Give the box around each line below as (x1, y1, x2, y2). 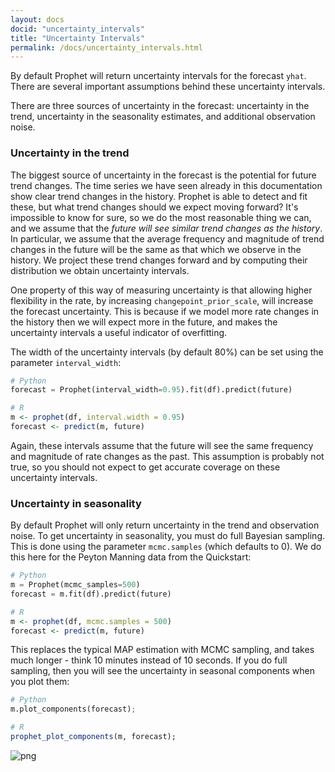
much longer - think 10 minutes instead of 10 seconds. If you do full (10, 654, 288, 666)
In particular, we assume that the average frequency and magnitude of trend (10, 232, 325, 245)
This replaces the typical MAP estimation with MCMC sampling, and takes (10, 644, 315, 656)
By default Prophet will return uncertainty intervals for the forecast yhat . (10, 70, 307, 82)
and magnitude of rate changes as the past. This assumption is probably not (10, 450, 325, 462)
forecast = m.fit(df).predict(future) (10, 589, 172, 599)
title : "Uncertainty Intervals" (10, 33, 145, 43)
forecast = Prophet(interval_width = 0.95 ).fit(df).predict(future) (10, 385, 293, 395)
